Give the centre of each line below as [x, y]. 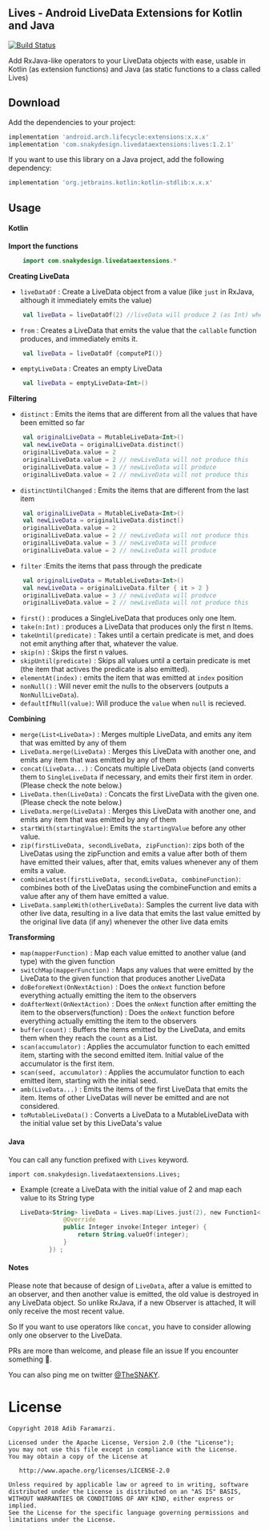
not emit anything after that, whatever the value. [99, 644]
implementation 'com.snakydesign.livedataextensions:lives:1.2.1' [121, 144]
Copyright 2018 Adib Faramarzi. [62, 1428]
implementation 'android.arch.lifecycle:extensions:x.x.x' [109, 137]
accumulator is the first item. [67, 1064]
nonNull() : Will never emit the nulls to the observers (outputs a [124, 686]
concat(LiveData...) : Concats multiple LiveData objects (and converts [137, 768]
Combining [27, 719]
